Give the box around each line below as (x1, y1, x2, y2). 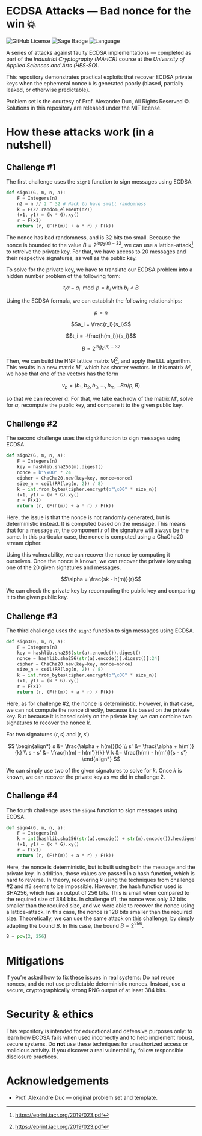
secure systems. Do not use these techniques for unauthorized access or (6, 1040, 188, 1048)
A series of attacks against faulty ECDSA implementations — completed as (6, 49, 191, 56)
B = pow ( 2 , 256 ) (6, 934, 47, 940)
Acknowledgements (6, 1074, 109, 1088)
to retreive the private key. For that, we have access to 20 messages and (6, 248, 186, 255)
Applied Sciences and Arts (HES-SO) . (6, 61, 99, 69)
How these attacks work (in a (6, 125, 155, 139)
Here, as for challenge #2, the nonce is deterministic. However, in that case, (6, 700, 194, 707)
